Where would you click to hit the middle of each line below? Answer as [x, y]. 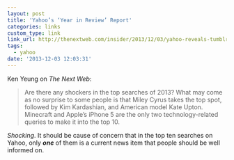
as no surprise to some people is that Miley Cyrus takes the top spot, [123, 99]
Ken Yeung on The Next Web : [49, 79]
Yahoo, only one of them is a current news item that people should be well [114, 143]
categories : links [34, 26]
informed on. [25, 150]
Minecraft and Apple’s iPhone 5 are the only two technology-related [121, 114]
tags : [15, 46]
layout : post [26, 14]
